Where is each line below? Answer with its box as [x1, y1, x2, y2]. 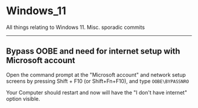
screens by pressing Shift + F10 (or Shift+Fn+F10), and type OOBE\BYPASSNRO [6, 77, 189, 84]
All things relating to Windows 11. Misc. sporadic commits [6, 24, 146, 31]
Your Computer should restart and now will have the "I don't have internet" [6, 89, 187, 96]
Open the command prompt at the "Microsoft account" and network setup [6, 71, 186, 78]
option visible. [6, 95, 40, 102]
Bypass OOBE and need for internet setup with [6, 46, 181, 57]
